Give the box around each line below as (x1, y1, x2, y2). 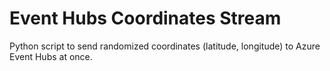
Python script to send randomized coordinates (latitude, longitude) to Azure (9, 40, 321, 52)
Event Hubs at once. (9, 50, 93, 62)
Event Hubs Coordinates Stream (9, 7, 282, 30)
